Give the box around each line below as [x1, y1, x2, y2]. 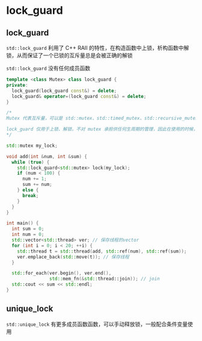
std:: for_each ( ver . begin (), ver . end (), [11, 270, 112, 277]
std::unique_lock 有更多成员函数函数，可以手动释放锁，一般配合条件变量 [6, 320, 188, 328]
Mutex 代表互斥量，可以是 [6, 115, 63, 121]
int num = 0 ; [11, 232, 44, 238]
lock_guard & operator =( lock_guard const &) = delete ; [11, 93, 147, 99]
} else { [17, 187, 39, 193]
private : [6, 82, 28, 88]
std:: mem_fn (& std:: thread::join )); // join [49, 276, 161, 282]
